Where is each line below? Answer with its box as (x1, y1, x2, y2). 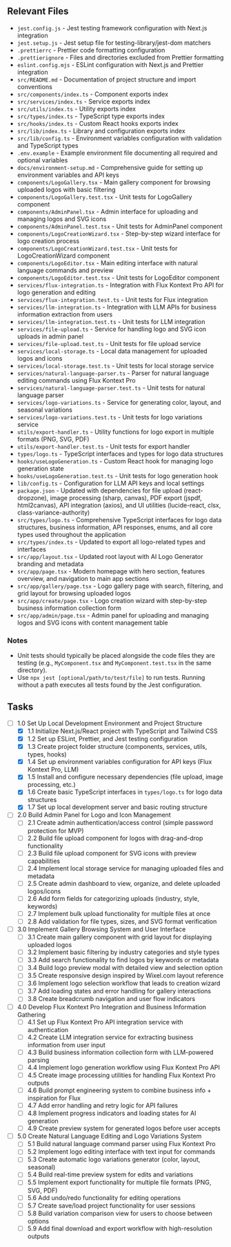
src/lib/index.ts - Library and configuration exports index (17, 126, 185, 135)
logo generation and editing (17, 288, 96, 296)
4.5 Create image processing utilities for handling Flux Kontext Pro (27, 1071, 216, 1079)
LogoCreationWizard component (17, 251, 110, 260)
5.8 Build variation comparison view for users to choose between (27, 1209, 212, 1217)
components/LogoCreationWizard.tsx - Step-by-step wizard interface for (17, 229, 221, 238)
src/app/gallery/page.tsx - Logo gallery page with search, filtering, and (17, 582, 223, 590)
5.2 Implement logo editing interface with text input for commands (27, 1148, 216, 1156)
